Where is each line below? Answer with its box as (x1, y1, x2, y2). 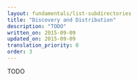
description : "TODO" (7, 23, 67, 30)
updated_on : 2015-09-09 (7, 36, 76, 43)
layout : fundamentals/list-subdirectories (7, 10, 132, 17)
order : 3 (7, 49, 33, 56)
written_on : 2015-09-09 (7, 29, 76, 36)
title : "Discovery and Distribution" (7, 16, 117, 23)
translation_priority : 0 (7, 42, 79, 49)
